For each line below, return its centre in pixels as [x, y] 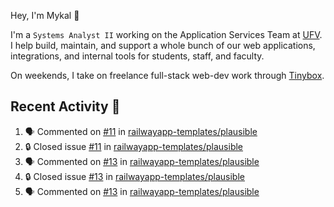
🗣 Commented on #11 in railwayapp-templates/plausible [141, 131]
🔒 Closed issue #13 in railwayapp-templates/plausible [134, 176]
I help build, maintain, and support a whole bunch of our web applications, [163, 45]
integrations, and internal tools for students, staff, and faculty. [137, 56]
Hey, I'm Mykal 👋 [45, 15]
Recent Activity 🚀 [65, 106]
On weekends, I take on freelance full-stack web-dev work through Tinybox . [167, 75]
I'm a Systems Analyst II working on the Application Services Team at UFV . [166, 34]
